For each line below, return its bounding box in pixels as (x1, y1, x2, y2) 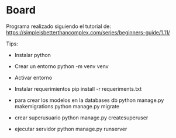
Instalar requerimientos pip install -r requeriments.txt (14, 85, 142, 92)
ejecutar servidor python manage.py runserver (14, 125, 127, 132)
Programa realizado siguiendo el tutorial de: (6, 23, 111, 30)
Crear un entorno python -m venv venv (14, 62, 109, 70)
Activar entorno (14, 74, 53, 81)
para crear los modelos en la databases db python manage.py (14, 97, 164, 104)
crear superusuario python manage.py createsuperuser (14, 114, 149, 121)
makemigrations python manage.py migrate (14, 102, 120, 109)
